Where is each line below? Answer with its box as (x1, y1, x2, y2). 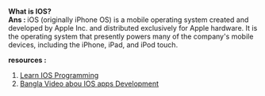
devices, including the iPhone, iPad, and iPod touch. (8, 40, 179, 50)
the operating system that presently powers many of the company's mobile (8, 31, 254, 41)
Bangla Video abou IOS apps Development (19, 79, 159, 88)
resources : (8, 55, 47, 65)
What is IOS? (8, 7, 52, 16)
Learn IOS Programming (19, 71, 99, 79)
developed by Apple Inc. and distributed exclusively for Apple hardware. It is (8, 24, 258, 32)
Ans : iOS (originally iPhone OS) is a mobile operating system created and (8, 15, 249, 24)
